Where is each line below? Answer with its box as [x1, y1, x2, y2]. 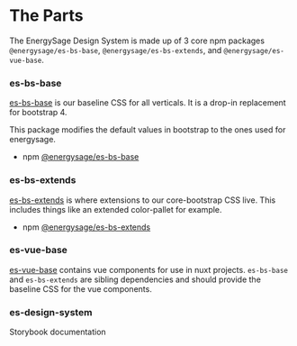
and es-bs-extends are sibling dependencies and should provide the [9, 274, 261, 285]
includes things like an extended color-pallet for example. [9, 204, 222, 214]
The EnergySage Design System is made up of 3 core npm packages [9, 35, 265, 46]
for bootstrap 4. [9, 107, 67, 118]
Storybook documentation [9, 326, 106, 338]
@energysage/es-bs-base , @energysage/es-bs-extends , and [9, 44, 222, 55]
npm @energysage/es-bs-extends [22, 222, 151, 232]
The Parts [9, 5, 84, 26]
